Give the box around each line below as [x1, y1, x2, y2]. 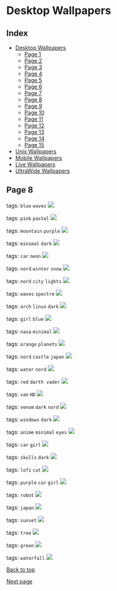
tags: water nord [6, 365, 47, 373]
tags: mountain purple [6, 227, 60, 234]
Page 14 [24, 135, 44, 142]
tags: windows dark [6, 415, 52, 423]
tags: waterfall [6, 554, 45, 561]
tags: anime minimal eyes [6, 428, 67, 435]
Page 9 [24, 102, 43, 110]
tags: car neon [6, 252, 41, 259]
